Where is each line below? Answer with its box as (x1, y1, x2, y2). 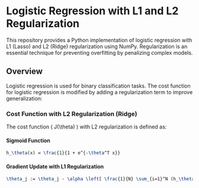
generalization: (6, 95, 43, 102)
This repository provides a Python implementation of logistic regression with (6, 36, 192, 43)
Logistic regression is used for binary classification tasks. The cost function (6, 82, 191, 89)
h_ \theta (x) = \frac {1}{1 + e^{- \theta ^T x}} (6, 150, 120, 156)
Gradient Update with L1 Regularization (6, 162, 104, 170)
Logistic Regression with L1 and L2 (6, 4, 179, 18)
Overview (6, 67, 43, 77)
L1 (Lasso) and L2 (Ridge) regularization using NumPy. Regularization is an (6, 43, 188, 50)
